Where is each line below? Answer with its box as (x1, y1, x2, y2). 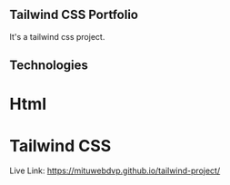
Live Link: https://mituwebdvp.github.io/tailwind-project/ (9, 165, 221, 176)
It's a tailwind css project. (9, 31, 105, 42)
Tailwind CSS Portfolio (9, 7, 139, 23)
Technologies (9, 58, 89, 73)
